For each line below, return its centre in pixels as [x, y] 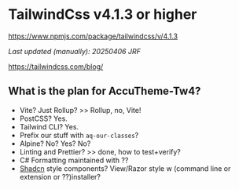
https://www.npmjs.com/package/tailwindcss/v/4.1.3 [93, 36]
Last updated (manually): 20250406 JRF [75, 51]
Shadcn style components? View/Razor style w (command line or [125, 168]
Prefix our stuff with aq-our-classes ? [79, 135]
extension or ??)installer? [60, 176]
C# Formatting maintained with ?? [74, 160]
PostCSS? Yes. [44, 118]
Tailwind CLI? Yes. [49, 126]
